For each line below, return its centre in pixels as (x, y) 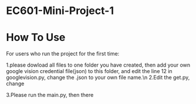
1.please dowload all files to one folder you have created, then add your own (98, 65)
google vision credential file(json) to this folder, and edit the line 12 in (89, 71)
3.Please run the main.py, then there (50, 95)
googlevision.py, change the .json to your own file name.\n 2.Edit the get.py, (98, 78)
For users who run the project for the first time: (63, 54)
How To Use (36, 38)
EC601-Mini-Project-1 (60, 11)
